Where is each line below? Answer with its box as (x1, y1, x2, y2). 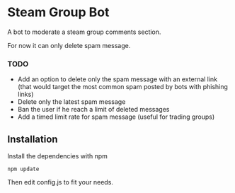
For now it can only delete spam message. (7, 41, 131, 49)
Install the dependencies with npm (7, 152, 108, 160)
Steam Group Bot (7, 4, 110, 21)
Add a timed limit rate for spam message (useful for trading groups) (17, 112, 215, 121)
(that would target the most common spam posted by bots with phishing (17, 83, 229, 91)
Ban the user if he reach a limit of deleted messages (17, 105, 170, 114)
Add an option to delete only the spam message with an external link (17, 75, 218, 83)
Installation (7, 133, 58, 145)
